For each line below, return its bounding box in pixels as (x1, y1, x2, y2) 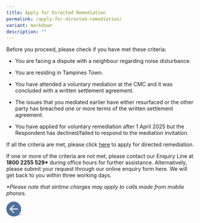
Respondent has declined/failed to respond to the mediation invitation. (14, 129, 189, 137)
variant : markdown (6, 22, 52, 28)
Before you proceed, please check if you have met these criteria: (6, 46, 167, 53)
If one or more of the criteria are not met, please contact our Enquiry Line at (6, 153, 194, 160)
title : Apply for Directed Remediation (6, 10, 106, 16)
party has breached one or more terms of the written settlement (14, 105, 174, 112)
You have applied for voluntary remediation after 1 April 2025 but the (14, 123, 184, 130)
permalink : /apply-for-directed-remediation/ (6, 16, 122, 22)
